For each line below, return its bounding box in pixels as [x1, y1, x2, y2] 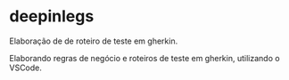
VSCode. [9, 62, 43, 73]
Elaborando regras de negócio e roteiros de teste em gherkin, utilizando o [9, 52, 280, 63]
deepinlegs [9, 6, 95, 27]
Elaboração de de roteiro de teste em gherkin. [9, 36, 178, 46]
